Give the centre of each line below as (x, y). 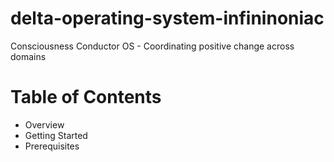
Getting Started (56, 135)
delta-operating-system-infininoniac (167, 18)
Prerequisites (52, 146)
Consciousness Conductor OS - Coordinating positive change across (152, 46)
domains (28, 56)
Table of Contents (86, 97)
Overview (44, 124)
